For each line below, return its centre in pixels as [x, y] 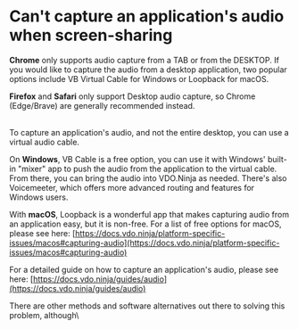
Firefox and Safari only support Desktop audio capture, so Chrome [132, 96]
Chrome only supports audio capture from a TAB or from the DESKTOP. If [144, 60]
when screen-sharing [91, 35]
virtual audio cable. [45, 142]
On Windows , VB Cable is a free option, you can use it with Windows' [137, 159]
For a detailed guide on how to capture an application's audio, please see [144, 269]
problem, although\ [44, 315]
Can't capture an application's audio [147, 16]
